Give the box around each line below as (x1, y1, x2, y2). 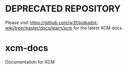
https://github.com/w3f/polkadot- (29, 19, 99, 25)
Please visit (5, 19, 29, 25)
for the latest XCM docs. (73, 24, 124, 30)
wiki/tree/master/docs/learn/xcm (5, 24, 73, 30)
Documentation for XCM (5, 58, 55, 65)
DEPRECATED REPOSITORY (5, 3, 121, 14)
